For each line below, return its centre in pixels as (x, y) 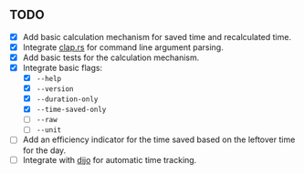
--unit (49, 130)
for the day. (44, 150)
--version (55, 89)
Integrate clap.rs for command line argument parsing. (123, 47)
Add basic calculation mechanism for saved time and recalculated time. (157, 36)
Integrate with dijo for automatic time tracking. (110, 159)
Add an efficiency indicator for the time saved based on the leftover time (159, 139)
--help (49, 79)
